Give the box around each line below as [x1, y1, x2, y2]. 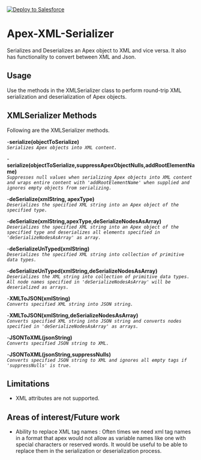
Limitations [7, 379, 50, 389]
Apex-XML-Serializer [7, 27, 115, 41]
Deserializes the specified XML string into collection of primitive [7, 251, 185, 258]
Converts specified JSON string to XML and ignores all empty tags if [7, 357, 187, 363]
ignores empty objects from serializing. [7, 185, 112, 191]
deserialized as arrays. [7, 284, 69, 290]
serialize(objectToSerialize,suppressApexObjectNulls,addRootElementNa [7, 161, 195, 169]
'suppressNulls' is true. [7, 362, 71, 368]
